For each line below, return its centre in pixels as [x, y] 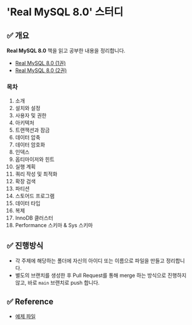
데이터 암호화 [30, 145]
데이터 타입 [28, 203]
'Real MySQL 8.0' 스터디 [65, 12]
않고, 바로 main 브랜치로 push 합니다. [57, 283]
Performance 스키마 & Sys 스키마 [54, 225]
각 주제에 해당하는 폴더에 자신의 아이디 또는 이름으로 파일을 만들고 [90, 261]
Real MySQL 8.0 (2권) [41, 70]
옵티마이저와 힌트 [35, 159]
